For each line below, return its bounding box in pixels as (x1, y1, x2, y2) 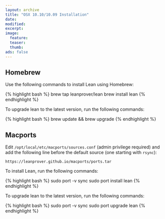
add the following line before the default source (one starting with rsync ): (5, 150, 157, 156)
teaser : (10, 40, 26, 45)
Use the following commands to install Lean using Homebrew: (5, 82, 134, 88)
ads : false (5, 49, 28, 54)
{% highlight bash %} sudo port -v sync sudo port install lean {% (5, 178, 140, 184)
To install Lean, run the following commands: (5, 168, 98, 174)
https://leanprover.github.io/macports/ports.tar (5, 159, 112, 164)
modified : (5, 21, 26, 27)
